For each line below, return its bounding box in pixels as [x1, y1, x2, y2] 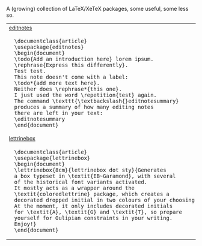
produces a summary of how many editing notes [14, 104, 154, 110]
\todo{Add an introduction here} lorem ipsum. [14, 56, 154, 62]
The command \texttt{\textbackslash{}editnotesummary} [14, 98, 179, 104]
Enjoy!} [14, 220, 37, 227]
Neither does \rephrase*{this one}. [14, 86, 122, 92]
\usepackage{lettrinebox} [14, 154, 91, 161]
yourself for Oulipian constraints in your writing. [14, 214, 173, 221]
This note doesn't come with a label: [14, 74, 129, 80]
